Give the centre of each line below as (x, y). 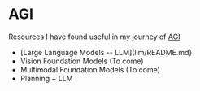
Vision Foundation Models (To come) (82, 61)
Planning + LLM (46, 78)
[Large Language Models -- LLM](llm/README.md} (106, 52)
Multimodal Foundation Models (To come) (90, 69)
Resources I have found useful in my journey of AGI (94, 37)
